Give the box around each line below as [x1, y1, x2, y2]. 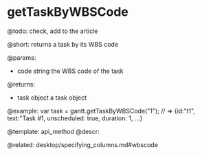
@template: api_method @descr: [7, 127, 100, 135]
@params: [7, 53, 36, 62]
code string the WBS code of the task [16, 67, 124, 75]
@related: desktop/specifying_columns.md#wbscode [7, 140, 158, 148]
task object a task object [16, 93, 87, 102]
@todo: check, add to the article [7, 27, 98, 35]
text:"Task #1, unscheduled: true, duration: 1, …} [7, 114, 143, 122]
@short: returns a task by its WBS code [7, 40, 119, 48]
